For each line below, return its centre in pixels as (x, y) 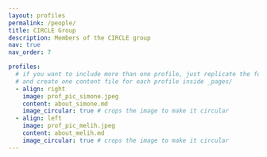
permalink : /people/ (43, 23)
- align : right (41, 89)
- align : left (39, 119)
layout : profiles (37, 15)
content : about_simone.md (66, 104)
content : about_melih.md (64, 133)
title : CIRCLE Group (43, 30)
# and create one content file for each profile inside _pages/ (124, 81)
